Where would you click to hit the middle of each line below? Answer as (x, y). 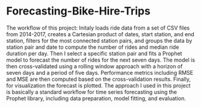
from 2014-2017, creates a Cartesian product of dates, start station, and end (100, 34)
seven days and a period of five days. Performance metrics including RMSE (100, 72)
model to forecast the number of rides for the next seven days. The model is (101, 60)
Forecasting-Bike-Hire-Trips (78, 11)
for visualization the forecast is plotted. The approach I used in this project (98, 85)
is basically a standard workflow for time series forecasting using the (92, 92)
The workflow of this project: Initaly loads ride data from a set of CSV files (98, 28)
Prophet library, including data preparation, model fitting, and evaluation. (96, 98)
